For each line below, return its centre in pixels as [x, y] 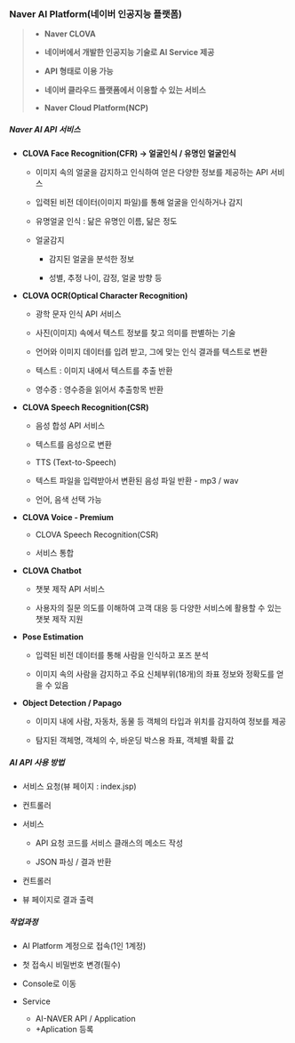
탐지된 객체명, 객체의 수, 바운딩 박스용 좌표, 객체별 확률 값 [135, 741]
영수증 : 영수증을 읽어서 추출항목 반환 [100, 389]
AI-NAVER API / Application [85, 1019]
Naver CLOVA [70, 34]
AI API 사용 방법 [37, 762]
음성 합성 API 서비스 [70, 426]
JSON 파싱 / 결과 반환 [73, 862]
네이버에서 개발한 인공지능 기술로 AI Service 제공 [129, 52]
